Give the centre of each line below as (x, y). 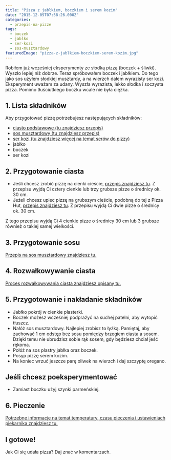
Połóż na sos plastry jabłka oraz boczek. (55, 350)
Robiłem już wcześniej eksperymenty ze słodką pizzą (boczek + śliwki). (81, 68)
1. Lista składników (36, 106)
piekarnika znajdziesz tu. (31, 424)
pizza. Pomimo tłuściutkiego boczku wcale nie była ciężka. (67, 89)
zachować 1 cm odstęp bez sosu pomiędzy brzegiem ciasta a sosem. (86, 334)
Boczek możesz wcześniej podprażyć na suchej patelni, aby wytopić (85, 317)
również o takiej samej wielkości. (40, 226)
